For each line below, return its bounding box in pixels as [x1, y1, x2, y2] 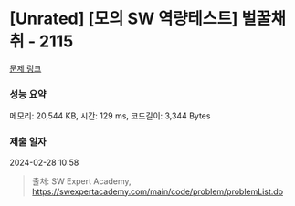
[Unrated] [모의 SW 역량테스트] [9, 8, 238, 29]
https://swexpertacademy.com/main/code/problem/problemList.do [31, 186, 284, 197]
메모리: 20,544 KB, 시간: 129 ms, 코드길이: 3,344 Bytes [9, 110, 211, 121]
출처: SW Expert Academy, [31, 175, 132, 187]
